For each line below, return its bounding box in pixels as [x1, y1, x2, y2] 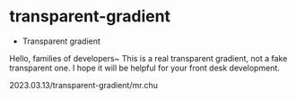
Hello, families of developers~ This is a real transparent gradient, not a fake [9, 53, 288, 63]
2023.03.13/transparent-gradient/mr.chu [9, 79, 159, 90]
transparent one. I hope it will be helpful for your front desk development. [9, 62, 280, 73]
